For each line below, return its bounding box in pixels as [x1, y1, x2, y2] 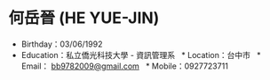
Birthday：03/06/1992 [20, 39, 103, 49]
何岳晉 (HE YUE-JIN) [8, 8, 160, 28]
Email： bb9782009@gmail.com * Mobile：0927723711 [20, 61, 228, 71]
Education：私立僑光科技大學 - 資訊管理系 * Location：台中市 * [20, 49, 261, 60]
